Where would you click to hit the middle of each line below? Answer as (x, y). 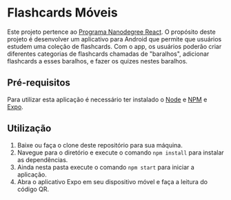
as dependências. (42, 159)
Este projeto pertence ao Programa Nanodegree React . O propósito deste (111, 32)
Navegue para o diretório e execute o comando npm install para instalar (120, 152)
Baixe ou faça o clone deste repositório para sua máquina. (100, 145)
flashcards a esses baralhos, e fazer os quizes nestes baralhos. (98, 61)
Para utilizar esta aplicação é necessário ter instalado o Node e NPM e (107, 99)
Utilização (29, 129)
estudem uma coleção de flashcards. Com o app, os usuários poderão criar (114, 46)
